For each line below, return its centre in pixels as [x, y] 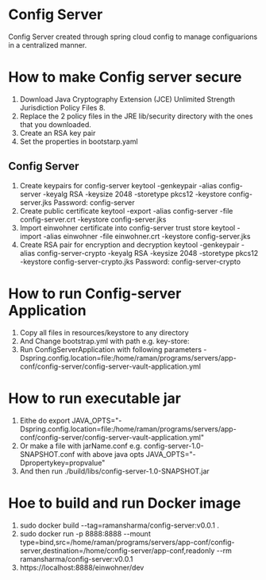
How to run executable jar [94, 398]
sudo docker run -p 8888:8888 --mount [85, 533]
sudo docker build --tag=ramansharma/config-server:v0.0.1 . [120, 525]
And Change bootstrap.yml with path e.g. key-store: [104, 341]
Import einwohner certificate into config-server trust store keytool [127, 227]
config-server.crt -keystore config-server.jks [93, 219]
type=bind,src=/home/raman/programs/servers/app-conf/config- [127, 542]
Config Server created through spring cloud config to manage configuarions [133, 37]
